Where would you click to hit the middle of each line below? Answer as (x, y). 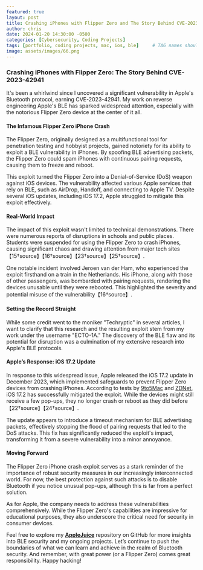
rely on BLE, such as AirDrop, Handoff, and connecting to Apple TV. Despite (100, 190)
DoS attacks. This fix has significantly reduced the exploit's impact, (90, 433)
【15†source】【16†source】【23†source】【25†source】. (76, 256)
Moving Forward (27, 453)
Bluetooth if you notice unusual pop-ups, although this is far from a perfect (99, 486)
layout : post (23, 18)
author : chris (24, 29)
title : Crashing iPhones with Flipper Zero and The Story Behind (90, 23)
